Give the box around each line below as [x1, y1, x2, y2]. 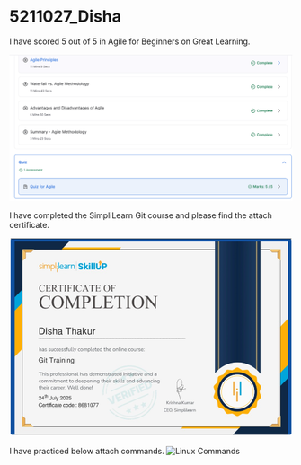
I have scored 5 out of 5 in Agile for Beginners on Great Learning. [9, 36, 251, 47]
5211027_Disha [9, 6, 122, 27]
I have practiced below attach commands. [9, 445, 164, 456]
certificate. [9, 220, 49, 231]
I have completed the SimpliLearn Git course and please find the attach [9, 210, 272, 221]
